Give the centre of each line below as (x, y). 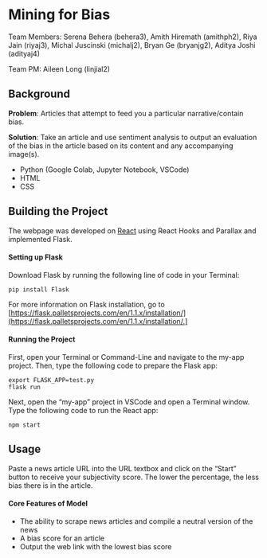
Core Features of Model (48, 504)
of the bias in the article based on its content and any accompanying (121, 146)
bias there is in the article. (51, 485)
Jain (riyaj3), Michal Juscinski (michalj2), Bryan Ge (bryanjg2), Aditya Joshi (132, 45)
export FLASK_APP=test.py (51, 380)
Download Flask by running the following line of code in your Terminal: (124, 275)
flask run (25, 387)
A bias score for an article (62, 538)
